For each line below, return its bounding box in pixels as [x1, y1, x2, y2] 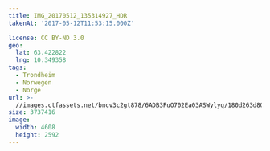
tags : [8, 63, 27, 72]
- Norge [15, 86, 42, 94]
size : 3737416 [8, 108, 56, 116]
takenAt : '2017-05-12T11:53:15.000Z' [8, 19, 135, 27]
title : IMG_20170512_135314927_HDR [8, 11, 128, 20]
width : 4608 [15, 124, 56, 132]
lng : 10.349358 [15, 56, 67, 64]
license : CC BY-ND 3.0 [8, 34, 84, 42]
